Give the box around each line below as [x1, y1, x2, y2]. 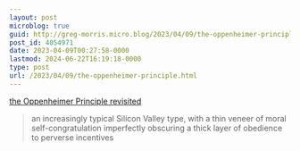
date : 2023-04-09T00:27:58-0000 [9, 46, 129, 55]
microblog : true [9, 21, 70, 30]
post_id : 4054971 [9, 38, 74, 47]
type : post [9, 63, 50, 72]
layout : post [9, 13, 58, 22]
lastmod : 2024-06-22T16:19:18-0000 [9, 55, 142, 63]
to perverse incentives [30, 131, 114, 143]
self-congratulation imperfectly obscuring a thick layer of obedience [30, 122, 283, 133]
